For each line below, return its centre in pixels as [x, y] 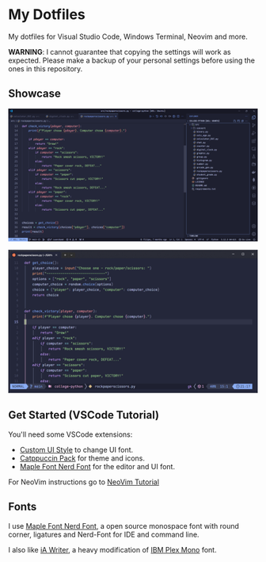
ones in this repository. [46, 68]
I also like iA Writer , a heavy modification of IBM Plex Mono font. [112, 549]
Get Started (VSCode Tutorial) [84, 415]
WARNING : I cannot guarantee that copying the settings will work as [120, 52]
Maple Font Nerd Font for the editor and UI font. [97, 466]
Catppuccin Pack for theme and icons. [82, 458]
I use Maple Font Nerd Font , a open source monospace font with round [123, 526]
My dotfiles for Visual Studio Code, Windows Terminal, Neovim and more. [128, 36]
